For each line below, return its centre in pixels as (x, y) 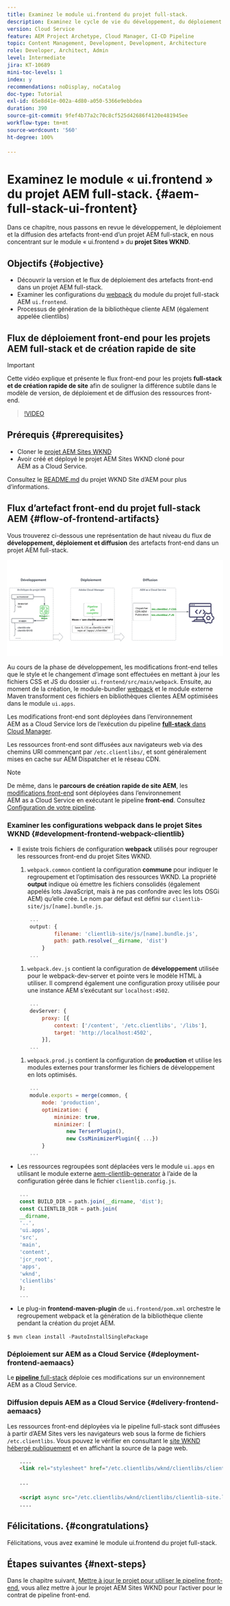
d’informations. (28, 486)
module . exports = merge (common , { (79, 1096)
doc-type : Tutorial (35, 94)
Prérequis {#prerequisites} (66, 435)
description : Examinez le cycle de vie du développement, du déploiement (115, 22)
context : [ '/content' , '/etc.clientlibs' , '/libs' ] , (130, 1025)
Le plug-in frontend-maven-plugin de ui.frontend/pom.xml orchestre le (119, 1309)
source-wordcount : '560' (42, 130)
